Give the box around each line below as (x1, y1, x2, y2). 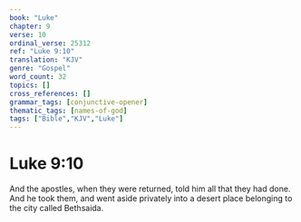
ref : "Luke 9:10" (9, 47, 75, 56)
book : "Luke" (9, 13, 59, 23)
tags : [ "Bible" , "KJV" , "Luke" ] (9, 114, 124, 123)
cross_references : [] (9, 89, 92, 98)
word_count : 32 (9, 72, 67, 82)
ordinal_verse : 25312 (9, 38, 92, 48)
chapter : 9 (9, 22, 51, 31)
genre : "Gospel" (9, 64, 71, 73)
